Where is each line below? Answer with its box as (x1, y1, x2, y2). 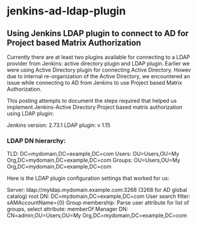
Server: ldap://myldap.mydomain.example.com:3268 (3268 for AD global (7, 186, 187, 194)
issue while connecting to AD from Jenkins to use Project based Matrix (7, 79, 183, 86)
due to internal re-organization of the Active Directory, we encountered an (7, 73, 190, 79)
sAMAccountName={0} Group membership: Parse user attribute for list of (7, 199, 190, 206)
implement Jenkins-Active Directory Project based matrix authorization (7, 103, 183, 111)
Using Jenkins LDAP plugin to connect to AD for (7, 28, 189, 39)
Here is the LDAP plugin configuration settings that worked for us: (7, 174, 170, 182)
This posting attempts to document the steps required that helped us (7, 97, 177, 104)
